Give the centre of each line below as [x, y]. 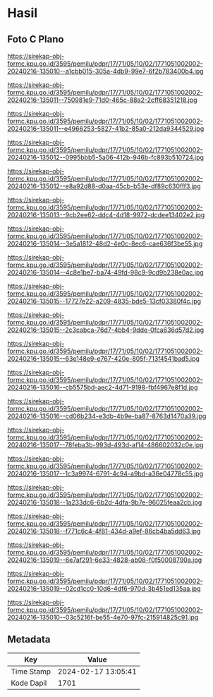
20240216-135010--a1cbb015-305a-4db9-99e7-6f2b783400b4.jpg [105, 71]
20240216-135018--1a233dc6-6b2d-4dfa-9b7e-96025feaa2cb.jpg [105, 502]
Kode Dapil [29, 683]
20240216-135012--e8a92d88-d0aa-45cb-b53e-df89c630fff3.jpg [104, 186]
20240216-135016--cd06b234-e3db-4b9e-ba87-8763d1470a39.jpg [107, 416]
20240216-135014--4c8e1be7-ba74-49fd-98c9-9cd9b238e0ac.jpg [106, 272]
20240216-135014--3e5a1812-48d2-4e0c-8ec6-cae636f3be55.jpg [105, 243]
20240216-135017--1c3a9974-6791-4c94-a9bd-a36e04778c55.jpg [105, 473]
